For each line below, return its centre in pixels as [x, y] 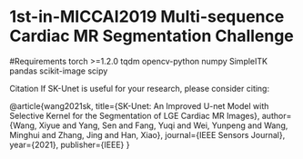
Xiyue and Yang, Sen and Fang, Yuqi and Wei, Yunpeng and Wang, [163, 125]
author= [277, 115]
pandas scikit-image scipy [59, 71]
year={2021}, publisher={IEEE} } [70, 144]
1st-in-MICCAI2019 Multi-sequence [147, 17]
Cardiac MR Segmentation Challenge [151, 36]
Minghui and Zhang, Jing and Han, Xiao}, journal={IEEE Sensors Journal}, [147, 134]
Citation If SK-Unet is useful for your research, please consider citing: [140, 88]
